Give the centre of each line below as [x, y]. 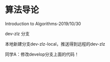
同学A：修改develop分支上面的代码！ [42, 54]
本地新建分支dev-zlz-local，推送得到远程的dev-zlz [55, 44]
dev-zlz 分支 [17, 33]
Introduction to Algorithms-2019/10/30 [43, 23]
